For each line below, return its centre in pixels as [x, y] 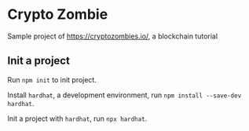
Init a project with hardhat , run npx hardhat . [77, 118]
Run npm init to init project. [52, 79]
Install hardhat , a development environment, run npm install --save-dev [124, 95]
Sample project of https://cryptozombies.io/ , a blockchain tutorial [112, 36]
